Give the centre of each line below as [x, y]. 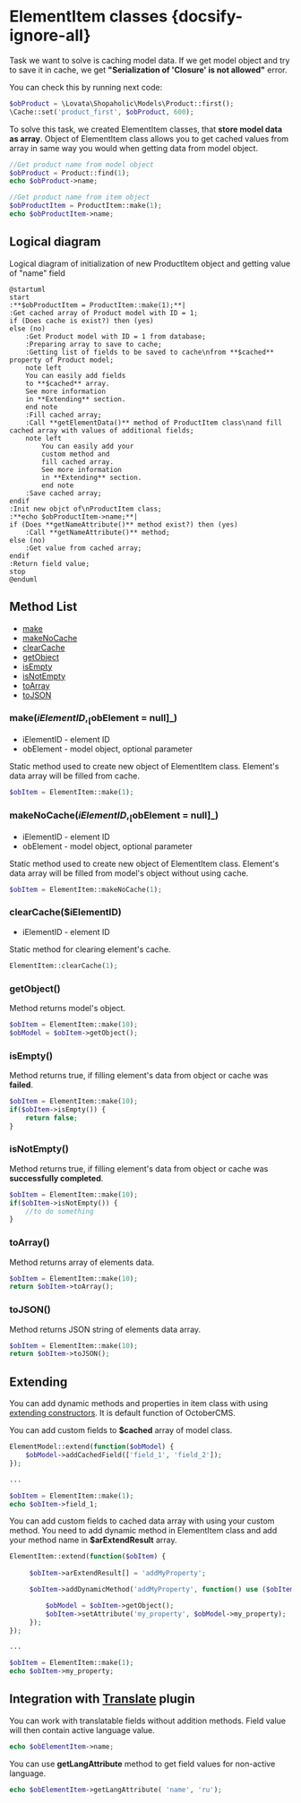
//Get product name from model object [82, 164]
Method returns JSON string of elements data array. [105, 1329]
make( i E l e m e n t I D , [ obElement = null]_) [93, 719]
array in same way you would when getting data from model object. [133, 148]
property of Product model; [62, 360]
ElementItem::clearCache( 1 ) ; [64, 966]
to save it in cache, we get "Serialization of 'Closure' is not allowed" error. [149, 70]
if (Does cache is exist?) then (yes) [82, 321]
